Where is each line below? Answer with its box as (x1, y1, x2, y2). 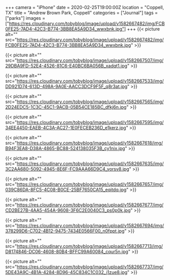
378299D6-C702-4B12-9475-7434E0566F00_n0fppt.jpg (5, 228, 125, 234)
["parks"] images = (5, 15, 46, 21)
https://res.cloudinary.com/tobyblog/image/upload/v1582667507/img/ (17, 57, 164, 63)
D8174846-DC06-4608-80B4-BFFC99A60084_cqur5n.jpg (5, 248, 129, 255)
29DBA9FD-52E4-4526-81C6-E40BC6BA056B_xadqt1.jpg (5, 63, 128, 69)
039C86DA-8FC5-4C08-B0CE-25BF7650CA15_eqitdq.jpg (5, 186, 127, 193)
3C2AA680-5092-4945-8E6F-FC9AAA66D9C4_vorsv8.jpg (5, 166, 130, 172)
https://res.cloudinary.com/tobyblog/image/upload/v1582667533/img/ (17, 78, 164, 84)
